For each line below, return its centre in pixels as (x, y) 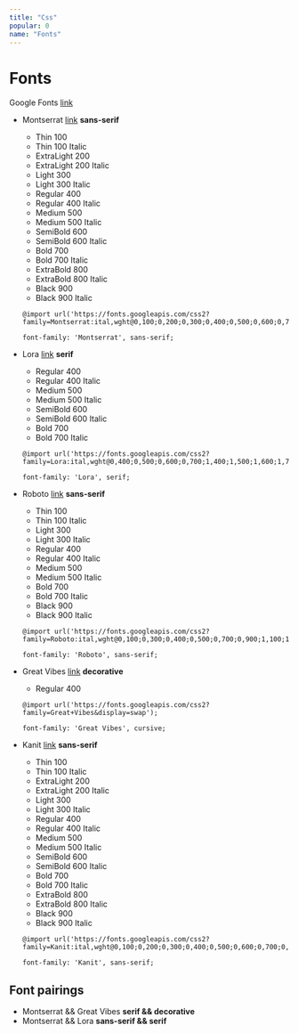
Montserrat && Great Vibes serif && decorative (109, 1012)
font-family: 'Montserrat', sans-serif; (98, 338)
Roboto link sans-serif (63, 494)
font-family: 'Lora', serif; (76, 477)
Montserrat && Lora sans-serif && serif (94, 1021)
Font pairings (47, 990)
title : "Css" (33, 17)
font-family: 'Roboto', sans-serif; (90, 655)
